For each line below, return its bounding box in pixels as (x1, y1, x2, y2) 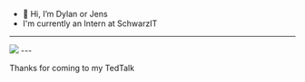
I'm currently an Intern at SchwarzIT (22, 18, 158, 29)
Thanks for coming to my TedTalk (9, 63, 134, 73)
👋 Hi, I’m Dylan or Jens (22, 9, 108, 19)
